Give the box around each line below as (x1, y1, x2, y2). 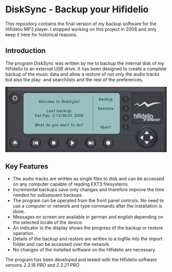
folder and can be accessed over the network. (12, 241, 111, 247)
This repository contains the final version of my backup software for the (5, 21, 157, 27)
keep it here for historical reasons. (5, 31, 78, 38)
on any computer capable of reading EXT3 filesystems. (12, 181, 129, 187)
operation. (12, 230, 35, 237)
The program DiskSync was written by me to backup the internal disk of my (5, 60, 165, 66)
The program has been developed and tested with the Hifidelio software (5, 257, 157, 263)
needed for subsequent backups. (12, 192, 83, 198)
